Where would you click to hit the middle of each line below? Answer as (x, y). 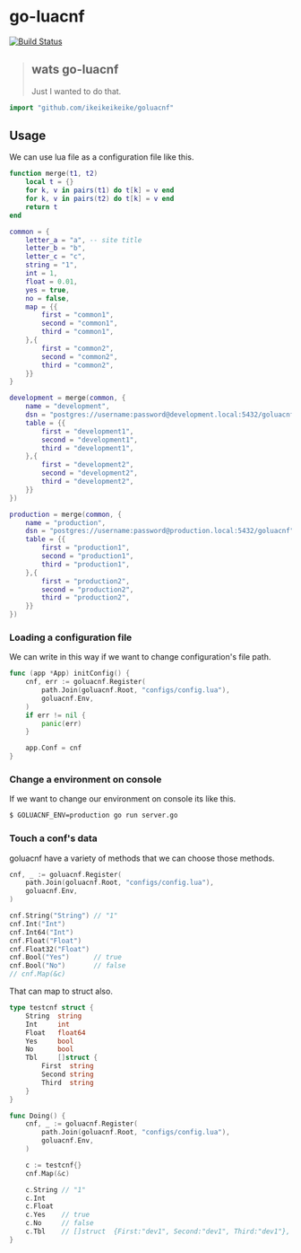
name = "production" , (65, 522)
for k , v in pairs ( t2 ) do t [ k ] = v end (100, 199)
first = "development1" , (88, 431)
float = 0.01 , (52, 281)
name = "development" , (68, 407)
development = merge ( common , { (68, 398)
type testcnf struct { (52, 1008)
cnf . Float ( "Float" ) (46, 941)
